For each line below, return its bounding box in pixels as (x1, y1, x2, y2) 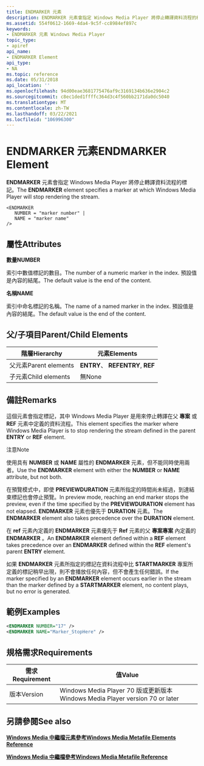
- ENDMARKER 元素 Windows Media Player (6, 32, 106, 38)
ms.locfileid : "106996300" (6, 116, 75, 122)
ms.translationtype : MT (6, 99, 67, 105)
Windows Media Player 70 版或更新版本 (59, 686, 173, 694)
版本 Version (9, 690, 44, 698)
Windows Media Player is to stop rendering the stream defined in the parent (6, 427, 196, 434)
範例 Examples (6, 607, 61, 618)
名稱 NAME (6, 290, 33, 297)
